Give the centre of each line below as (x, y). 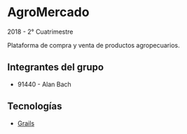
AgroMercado (48, 12)
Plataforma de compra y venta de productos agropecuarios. (93, 45)
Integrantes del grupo (55, 67)
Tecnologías (35, 106)
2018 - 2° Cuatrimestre (40, 32)
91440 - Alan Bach (44, 84)
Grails (26, 123)
